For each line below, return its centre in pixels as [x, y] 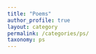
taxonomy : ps [26, 40]
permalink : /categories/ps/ [48, 33]
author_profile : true [39, 20]
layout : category [33, 27]
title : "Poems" [29, 14]
